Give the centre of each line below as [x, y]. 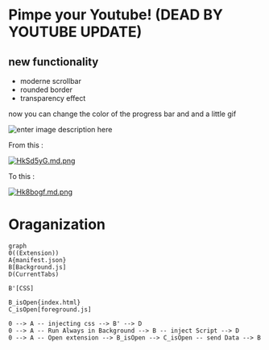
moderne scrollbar [51, 81]
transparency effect [53, 98]
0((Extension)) [34, 253]
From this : [26, 145]
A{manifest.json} [37, 260]
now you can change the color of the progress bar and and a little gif [122, 114]
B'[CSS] [21, 288]
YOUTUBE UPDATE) [75, 32]
